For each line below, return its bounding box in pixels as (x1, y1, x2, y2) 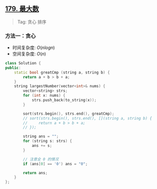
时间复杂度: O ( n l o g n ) (12, 45, 55, 51)
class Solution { (5, 61, 41, 66)
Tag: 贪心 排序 (17, 19, 47, 25)
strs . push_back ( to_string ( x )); (31, 98, 97, 103)
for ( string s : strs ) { (23, 138, 72, 144)
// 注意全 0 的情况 (23, 157, 59, 162)
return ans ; (23, 170, 48, 175)
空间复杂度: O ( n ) (12, 51, 46, 57)
